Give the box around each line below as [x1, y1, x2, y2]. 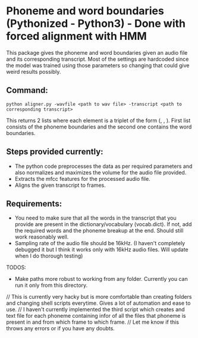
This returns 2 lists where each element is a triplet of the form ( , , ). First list [6, 117, 191, 124]
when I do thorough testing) [14, 252, 83, 259]
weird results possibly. [6, 68, 61, 75]
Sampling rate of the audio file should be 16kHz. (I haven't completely [14, 240, 186, 247]
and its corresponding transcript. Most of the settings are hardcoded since [6, 55, 189, 62]
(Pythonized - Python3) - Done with [6, 17, 186, 30]
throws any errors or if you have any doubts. [6, 325, 115, 332]
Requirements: [6, 198, 62, 209]
